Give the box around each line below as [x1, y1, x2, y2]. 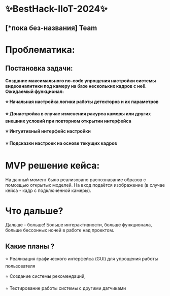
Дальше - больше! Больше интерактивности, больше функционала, [5, 222, 152, 228]
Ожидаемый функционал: [5, 88, 64, 94]
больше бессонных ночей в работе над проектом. [5, 227, 114, 234]
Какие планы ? [5, 242, 55, 250]
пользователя [5, 263, 36, 269]
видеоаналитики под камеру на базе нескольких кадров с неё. [5, 83, 147, 89]
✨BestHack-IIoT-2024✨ [5, 3, 108, 15]
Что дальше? [5, 205, 63, 216]
